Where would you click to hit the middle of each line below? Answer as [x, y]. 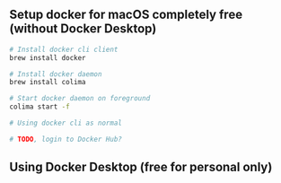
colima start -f [40, 107]
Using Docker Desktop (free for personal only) [141, 167]
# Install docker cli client [64, 49]
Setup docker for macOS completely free [126, 15]
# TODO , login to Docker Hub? [66, 139]
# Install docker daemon [56, 74]
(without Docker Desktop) [83, 29]
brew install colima [48, 83]
